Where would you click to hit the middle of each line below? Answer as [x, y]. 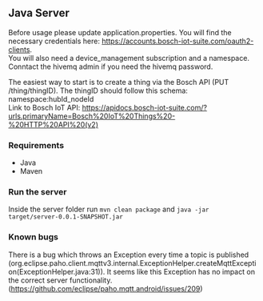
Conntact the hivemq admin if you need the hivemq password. [111, 66]
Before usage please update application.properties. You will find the [120, 32]
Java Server [39, 13]
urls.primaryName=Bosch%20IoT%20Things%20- [92, 116]
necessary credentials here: [54, 41]
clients [19, 49]
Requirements [36, 145]
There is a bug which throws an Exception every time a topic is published [129, 255]
